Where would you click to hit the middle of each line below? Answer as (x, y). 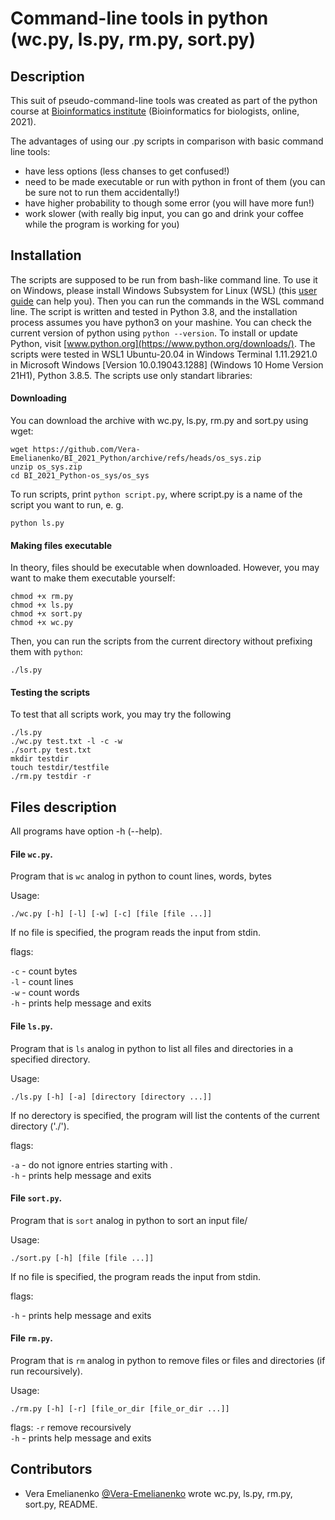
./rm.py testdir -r (51, 777)
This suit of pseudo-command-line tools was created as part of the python (164, 100)
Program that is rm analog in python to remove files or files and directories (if (168, 1361)
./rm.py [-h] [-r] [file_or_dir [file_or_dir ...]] (120, 1409)
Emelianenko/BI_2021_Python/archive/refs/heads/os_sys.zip (136, 458)
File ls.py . (31, 1026)
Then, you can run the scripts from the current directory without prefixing (161, 641)
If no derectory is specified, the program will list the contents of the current (165, 1115)
